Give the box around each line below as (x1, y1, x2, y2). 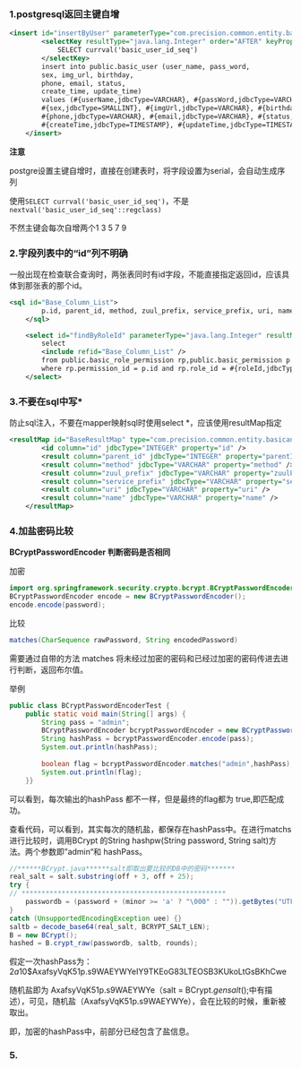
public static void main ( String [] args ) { (25, 710, 186, 719)
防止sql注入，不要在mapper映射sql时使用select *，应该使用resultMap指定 (9, 418, 282, 428)
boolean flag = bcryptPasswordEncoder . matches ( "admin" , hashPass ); (41, 759, 295, 768)
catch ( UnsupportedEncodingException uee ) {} (9, 914, 182, 923)
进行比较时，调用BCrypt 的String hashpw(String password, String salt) (9, 835, 270, 846)
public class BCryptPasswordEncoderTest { (9, 701, 170, 710)
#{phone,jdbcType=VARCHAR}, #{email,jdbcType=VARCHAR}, (41, 112, 254, 122)
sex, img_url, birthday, (41, 70, 134, 80)
